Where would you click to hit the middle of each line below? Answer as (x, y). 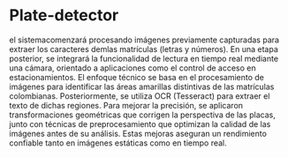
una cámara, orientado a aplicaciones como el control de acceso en (133, 68)
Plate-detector (64, 15)
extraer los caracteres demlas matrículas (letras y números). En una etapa (144, 49)
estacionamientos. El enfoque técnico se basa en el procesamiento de (137, 77)
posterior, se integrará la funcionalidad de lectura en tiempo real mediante (144, 58)
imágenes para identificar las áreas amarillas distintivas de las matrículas (142, 86)
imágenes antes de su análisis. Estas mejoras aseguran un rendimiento (138, 133)
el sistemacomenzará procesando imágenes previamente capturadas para (144, 40)
